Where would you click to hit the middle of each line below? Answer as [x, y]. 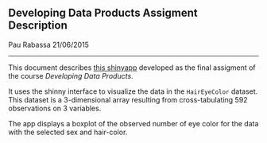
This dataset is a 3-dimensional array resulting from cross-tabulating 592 [128, 99]
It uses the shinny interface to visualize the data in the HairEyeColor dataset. [133, 91]
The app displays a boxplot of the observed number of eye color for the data [133, 123]
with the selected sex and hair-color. [68, 132]
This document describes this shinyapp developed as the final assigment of [132, 68]
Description [38, 26]
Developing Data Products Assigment [103, 13]
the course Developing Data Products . [71, 75]
